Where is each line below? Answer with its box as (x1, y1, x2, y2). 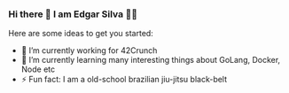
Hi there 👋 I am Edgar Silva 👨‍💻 (8, 8, 138, 20)
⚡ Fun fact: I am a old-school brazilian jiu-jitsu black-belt (20, 74, 228, 85)
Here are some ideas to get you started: (8, 28, 154, 39)
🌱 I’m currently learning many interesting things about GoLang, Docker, (20, 55, 281, 66)
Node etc (20, 64, 56, 74)
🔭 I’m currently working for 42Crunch (20, 45, 158, 56)
